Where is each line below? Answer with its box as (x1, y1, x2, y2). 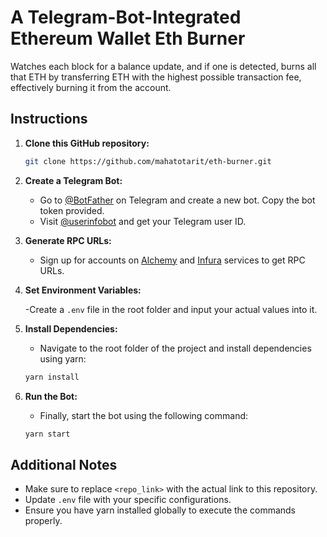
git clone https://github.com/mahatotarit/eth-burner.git (24, 156, 272, 166)
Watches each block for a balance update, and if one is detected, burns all (10, 60, 317, 72)
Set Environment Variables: (24, 284, 142, 296)
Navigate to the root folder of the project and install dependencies (39, 342, 312, 354)
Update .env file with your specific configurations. (24, 494, 232, 506)
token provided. (39, 204, 105, 216)
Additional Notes (10, 456, 118, 473)
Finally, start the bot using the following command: (39, 409, 249, 421)
